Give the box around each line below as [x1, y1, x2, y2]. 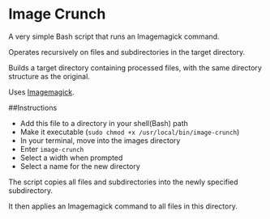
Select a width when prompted [19, 153, 123, 162]
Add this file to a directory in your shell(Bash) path [19, 118, 188, 128]
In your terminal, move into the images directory [19, 135, 181, 145]
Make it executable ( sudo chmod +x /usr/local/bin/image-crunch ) [19, 127, 240, 137]
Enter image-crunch [19, 144, 84, 154]
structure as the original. [8, 71, 91, 81]
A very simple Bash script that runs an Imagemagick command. [8, 32, 221, 41]
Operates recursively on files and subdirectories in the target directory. [8, 47, 246, 57]
